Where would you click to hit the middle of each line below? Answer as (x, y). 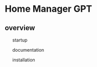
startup (20, 40)
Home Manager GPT (48, 9)
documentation (28, 50)
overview (20, 28)
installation (23, 60)
